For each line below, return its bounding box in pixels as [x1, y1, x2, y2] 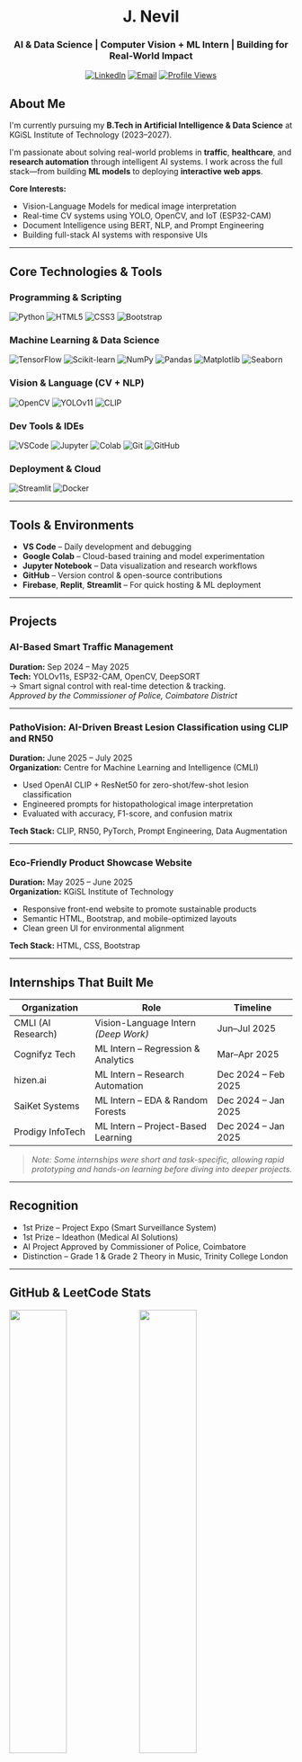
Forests [93, 1106, 127, 1118]
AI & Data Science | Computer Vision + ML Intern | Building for [13, 39, 289, 51]
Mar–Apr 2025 [217, 1048, 280, 1061]
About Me [9, 96, 66, 111]
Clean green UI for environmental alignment [22, 923, 184, 934]
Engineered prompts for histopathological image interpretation [22, 798, 253, 809]
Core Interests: [9, 183, 67, 194]
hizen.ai [13, 1074, 47, 1087]
